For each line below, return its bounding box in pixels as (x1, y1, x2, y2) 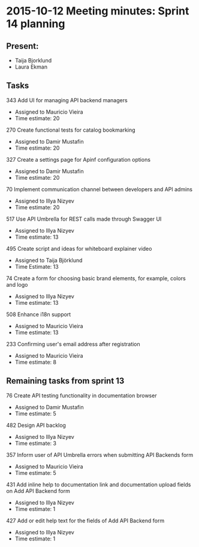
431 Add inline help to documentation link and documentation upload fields (6, 481, 191, 488)
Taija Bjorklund (14, 57, 52, 64)
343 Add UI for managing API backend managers (6, 96, 128, 103)
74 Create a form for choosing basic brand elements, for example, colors (6, 275, 186, 282)
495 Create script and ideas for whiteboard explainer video (6, 245, 152, 252)
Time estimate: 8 (14, 358, 57, 365)
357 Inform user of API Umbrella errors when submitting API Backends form (6, 451, 194, 458)
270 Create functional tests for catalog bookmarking (6, 126, 136, 133)
